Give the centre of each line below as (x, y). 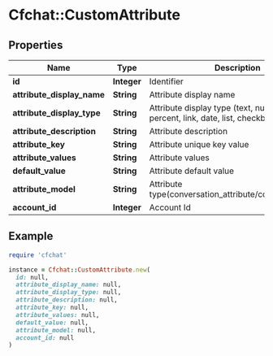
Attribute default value (191, 171)
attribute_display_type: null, (69, 293)
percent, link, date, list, (192, 118)
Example (31, 236)
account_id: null (45, 338)
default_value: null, (52, 323)
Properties (36, 45)
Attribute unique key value (199, 144)
